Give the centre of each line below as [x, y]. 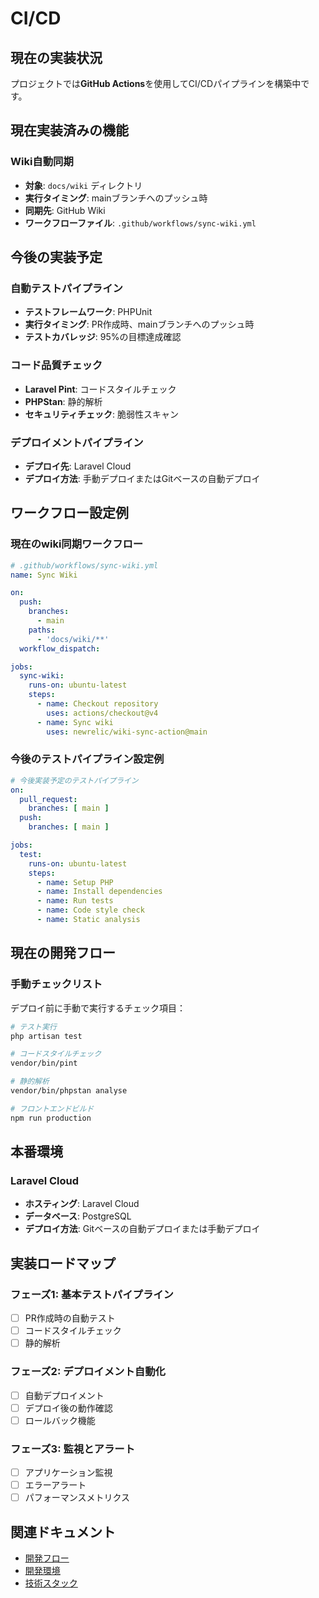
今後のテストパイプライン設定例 [87, 759]
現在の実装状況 [56, 57]
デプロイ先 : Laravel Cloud [78, 466]
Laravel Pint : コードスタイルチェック [100, 389]
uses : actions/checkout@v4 [102, 713]
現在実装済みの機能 [69, 130]
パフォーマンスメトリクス [77, 1498]
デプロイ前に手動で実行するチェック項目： [98, 1008]
